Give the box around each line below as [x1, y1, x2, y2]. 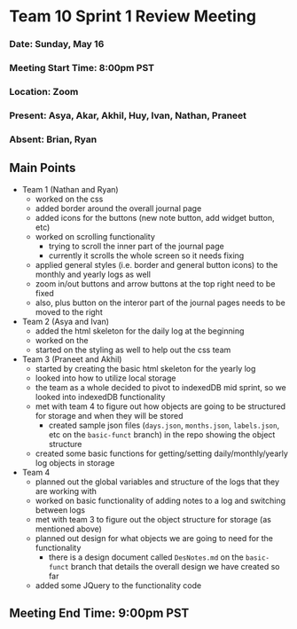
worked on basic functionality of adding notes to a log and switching [35, 495, 286, 506]
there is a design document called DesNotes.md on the [48, 552, 244, 562]
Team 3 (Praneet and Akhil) [21, 353, 122, 365]
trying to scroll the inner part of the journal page [48, 240, 224, 251]
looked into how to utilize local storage [35, 373, 176, 383]
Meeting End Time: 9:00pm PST [9, 606, 190, 620]
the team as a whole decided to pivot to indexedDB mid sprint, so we [35, 381, 286, 392]
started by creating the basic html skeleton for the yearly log [35, 363, 256, 373]
